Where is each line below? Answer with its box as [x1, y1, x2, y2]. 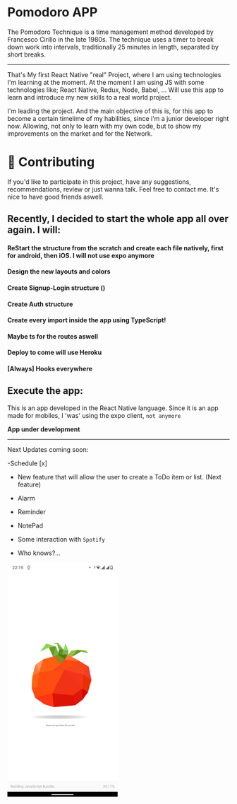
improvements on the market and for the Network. [7, 129, 153, 138]
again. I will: [7, 224, 61, 236]
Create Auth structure [7, 300, 73, 308]
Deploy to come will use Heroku [7, 348, 102, 357]
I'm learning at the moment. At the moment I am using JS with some [7, 78, 205, 86]
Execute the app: [7, 385, 83, 397]
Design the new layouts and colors [7, 267, 111, 276]
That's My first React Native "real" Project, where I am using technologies [7, 70, 221, 78]
